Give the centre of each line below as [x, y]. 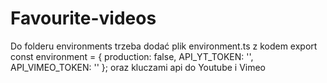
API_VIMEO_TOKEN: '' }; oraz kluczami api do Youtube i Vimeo [138, 67]
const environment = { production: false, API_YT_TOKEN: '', [132, 56]
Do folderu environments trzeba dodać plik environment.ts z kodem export [164, 46]
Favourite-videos [83, 18]
